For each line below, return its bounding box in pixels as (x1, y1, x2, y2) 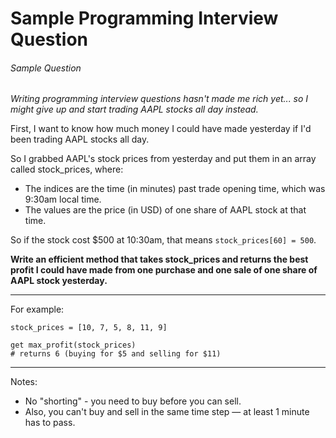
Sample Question (10, 62, 82, 74)
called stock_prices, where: (10, 163, 124, 176)
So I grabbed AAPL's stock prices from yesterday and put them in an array (10, 153, 317, 165)
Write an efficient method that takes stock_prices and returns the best (10, 253, 309, 266)
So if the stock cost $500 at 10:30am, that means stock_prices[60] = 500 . (10, 234, 317, 246)
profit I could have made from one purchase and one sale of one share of (10, 264, 318, 276)
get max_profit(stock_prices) (10, 340, 137, 351)
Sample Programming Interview (10, 7, 279, 30)
